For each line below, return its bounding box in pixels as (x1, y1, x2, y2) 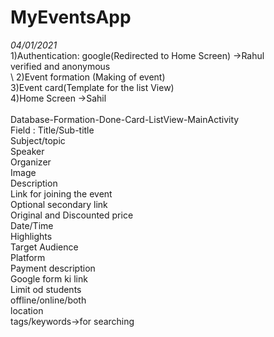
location (10, 304, 44, 316)
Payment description (10, 262, 96, 274)
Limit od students (10, 283, 82, 295)
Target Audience (10, 241, 79, 253)
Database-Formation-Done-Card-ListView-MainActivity (10, 113, 240, 125)
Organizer (10, 156, 52, 168)
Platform (10, 251, 46, 263)
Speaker (10, 145, 45, 157)
